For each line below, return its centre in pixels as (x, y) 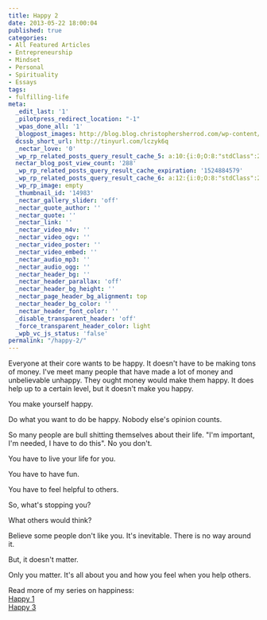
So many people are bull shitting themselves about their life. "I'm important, (132, 435)
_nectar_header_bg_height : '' (65, 289)
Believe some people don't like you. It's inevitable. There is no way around (130, 536)
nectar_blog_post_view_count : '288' (76, 164)
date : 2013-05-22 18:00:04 (53, 23)
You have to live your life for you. (62, 459)
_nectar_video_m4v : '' (53, 230)
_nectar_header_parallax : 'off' (69, 282)
